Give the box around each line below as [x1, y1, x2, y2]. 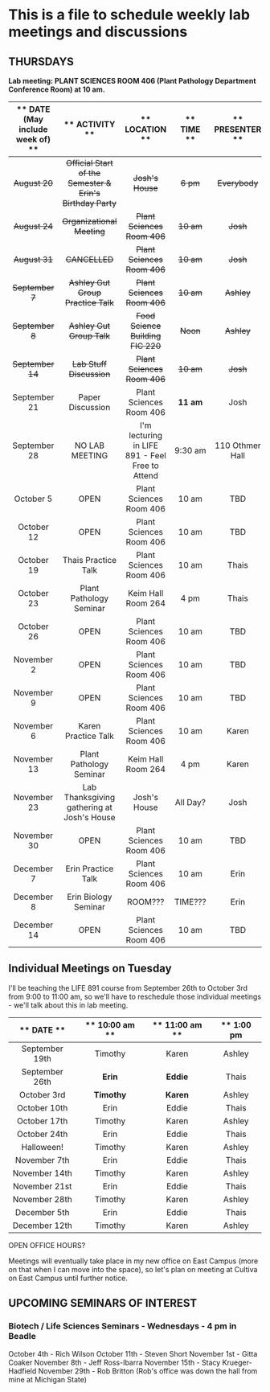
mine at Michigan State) [8, 1374, 87, 1384]
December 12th [12, 1220, 72, 1231]
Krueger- [222, 1357, 252, 1367]
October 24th [17, 1128, 68, 1139]
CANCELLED [65, 254, 114, 265]
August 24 [13, 221, 54, 232]
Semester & [67, 178, 112, 188]
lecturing [129, 430, 163, 441]
